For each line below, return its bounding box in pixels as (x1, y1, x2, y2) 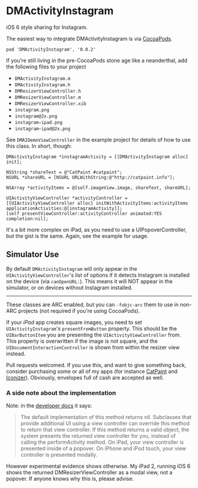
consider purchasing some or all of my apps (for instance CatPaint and (6, 368, 178, 375)
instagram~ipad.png (14, 119, 63, 125)
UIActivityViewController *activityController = (6, 195, 128, 201)
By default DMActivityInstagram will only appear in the (6, 265, 137, 272)
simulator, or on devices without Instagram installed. (6, 284, 133, 291)
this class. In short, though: (6, 142, 72, 149)
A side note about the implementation (6, 388, 116, 397)
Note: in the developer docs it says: (6, 402, 93, 410)
